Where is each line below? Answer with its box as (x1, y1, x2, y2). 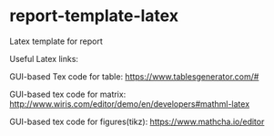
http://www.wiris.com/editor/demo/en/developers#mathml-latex (9, 98, 250, 110)
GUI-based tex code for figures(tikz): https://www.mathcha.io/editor (9, 116, 265, 127)
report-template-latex (9, 5, 179, 26)
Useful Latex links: (9, 53, 79, 64)
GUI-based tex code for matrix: (9, 89, 127, 99)
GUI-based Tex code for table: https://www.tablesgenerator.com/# (9, 70, 259, 82)
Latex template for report (9, 36, 103, 47)
